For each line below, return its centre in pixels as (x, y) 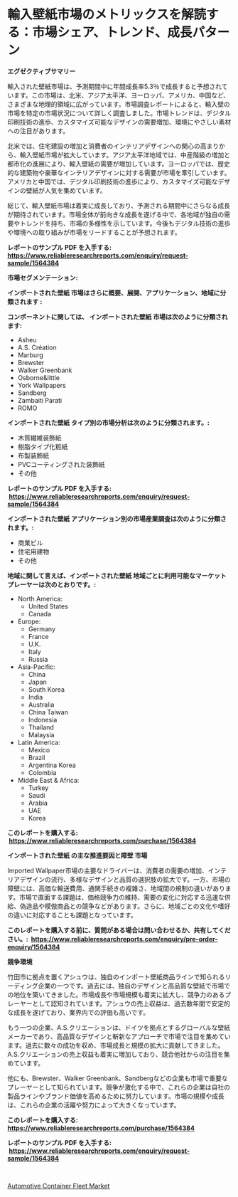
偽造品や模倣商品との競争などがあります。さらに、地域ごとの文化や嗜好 (125, 906)
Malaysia (41, 734)
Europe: (29, 621)
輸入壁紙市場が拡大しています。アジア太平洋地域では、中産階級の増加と (125, 154)
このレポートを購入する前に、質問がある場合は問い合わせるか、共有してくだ (119, 930)
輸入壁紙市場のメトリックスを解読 (107, 15)
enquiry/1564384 (34, 946)
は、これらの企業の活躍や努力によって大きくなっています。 (94, 1104)
